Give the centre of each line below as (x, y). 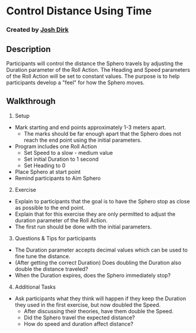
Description (28, 49)
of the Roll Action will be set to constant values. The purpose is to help (93, 76)
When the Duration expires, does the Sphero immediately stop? (93, 275)
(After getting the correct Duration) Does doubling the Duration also (98, 262)
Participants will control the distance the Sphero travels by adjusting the (95, 63)
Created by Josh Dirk (37, 30)
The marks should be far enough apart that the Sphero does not (102, 133)
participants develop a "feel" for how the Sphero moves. (75, 83)
